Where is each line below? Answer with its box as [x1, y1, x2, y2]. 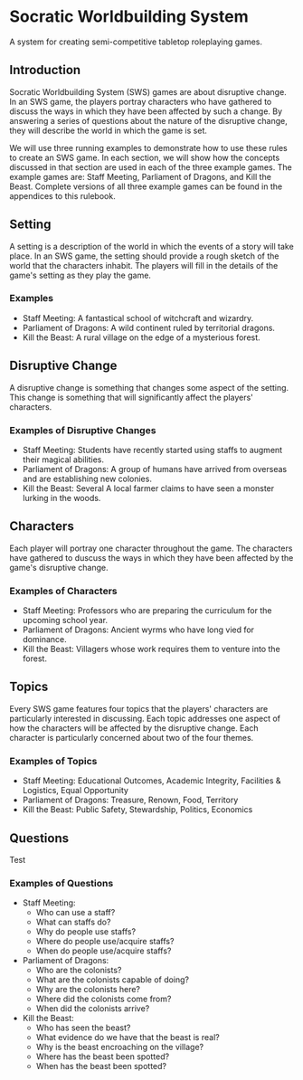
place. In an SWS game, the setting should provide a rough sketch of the [9, 251, 279, 261]
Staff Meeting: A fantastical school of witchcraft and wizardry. [22, 312, 254, 323]
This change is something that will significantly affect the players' [9, 392, 253, 403]
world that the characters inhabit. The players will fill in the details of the [9, 260, 279, 270]
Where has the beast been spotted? [35, 1051, 170, 1062]
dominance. [22, 634, 68, 645]
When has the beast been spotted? [35, 1061, 167, 1072]
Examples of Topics [9, 754, 98, 767]
